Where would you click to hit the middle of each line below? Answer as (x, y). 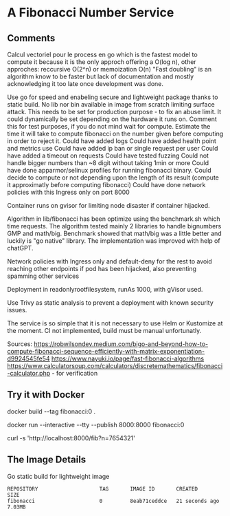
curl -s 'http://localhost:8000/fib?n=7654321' (71, 438)
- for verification (74, 373)
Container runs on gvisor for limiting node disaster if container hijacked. (109, 205)
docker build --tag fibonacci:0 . (51, 411)
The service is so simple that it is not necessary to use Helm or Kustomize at (115, 323)
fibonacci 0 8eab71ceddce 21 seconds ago (113, 501)
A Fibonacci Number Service (91, 13)
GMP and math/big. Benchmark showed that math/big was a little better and (114, 233)
